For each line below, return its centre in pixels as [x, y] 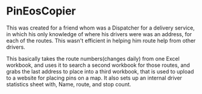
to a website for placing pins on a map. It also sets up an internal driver [94, 78]
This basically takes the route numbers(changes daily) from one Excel [93, 58]
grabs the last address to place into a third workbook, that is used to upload [100, 71]
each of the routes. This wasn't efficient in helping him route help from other [101, 40]
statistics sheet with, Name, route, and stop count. [69, 84]
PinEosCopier [41, 11]
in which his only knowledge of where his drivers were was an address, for [99, 34]
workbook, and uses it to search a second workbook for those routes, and [98, 65]
